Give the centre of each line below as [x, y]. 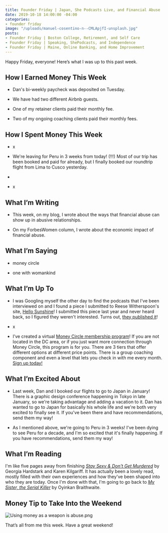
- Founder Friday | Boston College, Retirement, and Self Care [73, 38]
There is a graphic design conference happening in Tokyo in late [79, 396]
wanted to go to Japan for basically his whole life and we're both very [85, 407]
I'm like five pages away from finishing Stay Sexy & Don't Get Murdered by [82, 466]
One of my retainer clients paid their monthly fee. [63, 109]
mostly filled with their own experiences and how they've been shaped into [83, 477]
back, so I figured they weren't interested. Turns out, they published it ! [85, 317]
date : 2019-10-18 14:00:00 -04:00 [41, 15]
